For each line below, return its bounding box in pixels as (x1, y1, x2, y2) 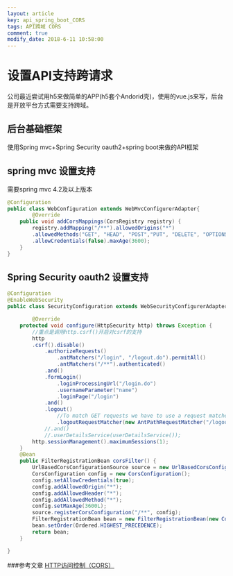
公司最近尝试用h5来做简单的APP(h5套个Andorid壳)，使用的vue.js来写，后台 (7, 92, 224, 101)
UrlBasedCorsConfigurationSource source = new (32, 464, 169, 471)
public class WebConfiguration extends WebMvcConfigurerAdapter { (7, 205, 200, 212)
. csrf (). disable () (32, 341, 85, 348)
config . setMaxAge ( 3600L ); (32, 502, 107, 510)
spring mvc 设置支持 (7, 165, 96, 177)
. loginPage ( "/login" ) (56, 393, 119, 400)
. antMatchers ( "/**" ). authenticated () (56, 361, 166, 368)
